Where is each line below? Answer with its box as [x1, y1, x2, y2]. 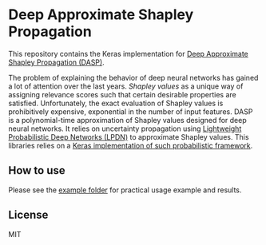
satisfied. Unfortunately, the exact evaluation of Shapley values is [8, 98, 224, 108]
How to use [8, 164, 66, 177]
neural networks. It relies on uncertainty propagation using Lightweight [8, 124, 242, 133]
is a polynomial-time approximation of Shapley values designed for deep [8, 115, 248, 124]
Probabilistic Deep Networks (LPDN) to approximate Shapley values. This [8, 132, 249, 141]
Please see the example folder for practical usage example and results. [8, 185, 242, 195]
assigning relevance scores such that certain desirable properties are [8, 89, 237, 99]
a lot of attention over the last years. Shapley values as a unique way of [8, 81, 244, 91]
